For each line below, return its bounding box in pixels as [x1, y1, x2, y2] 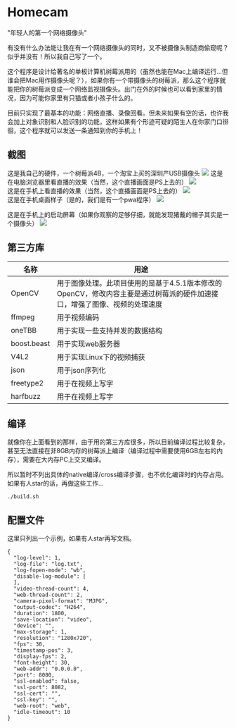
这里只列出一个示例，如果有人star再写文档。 [7, 534, 136, 543]
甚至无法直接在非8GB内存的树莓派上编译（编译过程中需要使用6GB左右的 [7, 447, 217, 455]
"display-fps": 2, [13, 653, 68, 660]
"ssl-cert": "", [13, 690, 61, 698]
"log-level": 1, [13, 555, 61, 562]
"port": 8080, [13, 672, 55, 679]
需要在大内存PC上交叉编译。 [22, 455, 105, 464]
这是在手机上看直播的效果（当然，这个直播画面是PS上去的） [7, 186, 181, 195]
